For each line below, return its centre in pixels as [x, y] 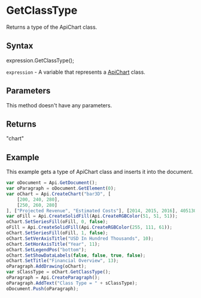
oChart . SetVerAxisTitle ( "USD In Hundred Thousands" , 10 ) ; [80, 238]
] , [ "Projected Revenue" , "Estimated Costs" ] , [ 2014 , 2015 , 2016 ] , [92, 210]
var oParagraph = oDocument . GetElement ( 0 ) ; [61, 189]
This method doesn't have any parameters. [59, 105]
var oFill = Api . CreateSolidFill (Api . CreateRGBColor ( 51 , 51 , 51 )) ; [92, 216]
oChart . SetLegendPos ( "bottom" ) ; [46, 249]
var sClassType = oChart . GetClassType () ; [59, 272]
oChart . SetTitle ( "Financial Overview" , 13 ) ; [63, 261]
